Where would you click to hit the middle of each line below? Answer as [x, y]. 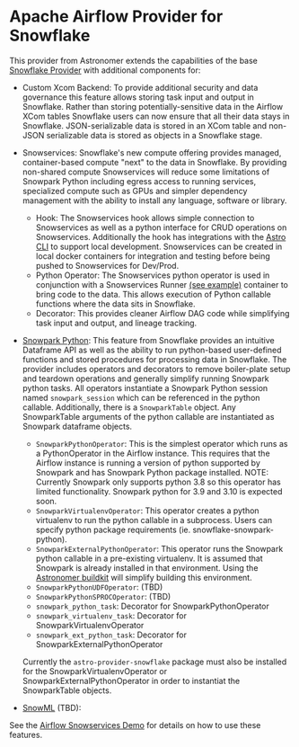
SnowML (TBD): [52, 707]
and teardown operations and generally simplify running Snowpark [145, 378]
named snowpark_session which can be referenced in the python [141, 397]
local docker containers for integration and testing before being [153, 256]
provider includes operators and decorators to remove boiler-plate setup [156, 369]
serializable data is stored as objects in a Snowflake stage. [154, 135]
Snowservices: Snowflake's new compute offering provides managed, [152, 152]
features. [26, 734]
